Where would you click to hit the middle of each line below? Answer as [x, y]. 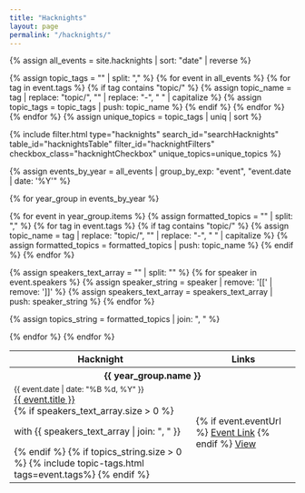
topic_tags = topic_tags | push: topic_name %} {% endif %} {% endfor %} [147, 107]
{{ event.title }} [44, 399]
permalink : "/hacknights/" [60, 35]
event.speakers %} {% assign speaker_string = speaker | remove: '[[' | [141, 282]
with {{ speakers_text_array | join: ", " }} [98, 431]
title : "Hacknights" [49, 18]
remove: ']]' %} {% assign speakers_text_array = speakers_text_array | [141, 292]
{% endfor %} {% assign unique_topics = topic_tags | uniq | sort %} [136, 117]
